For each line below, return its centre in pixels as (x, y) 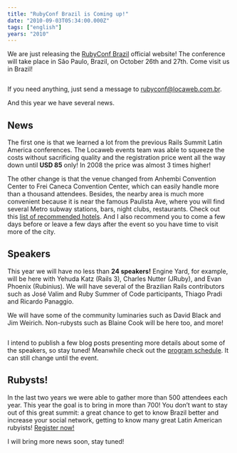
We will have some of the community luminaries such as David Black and (114, 315)
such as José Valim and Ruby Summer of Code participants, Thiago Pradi (115, 294)
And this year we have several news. (61, 103)
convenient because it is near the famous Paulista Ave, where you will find (116, 202)
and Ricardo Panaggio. (41, 301)
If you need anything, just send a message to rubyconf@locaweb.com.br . (115, 89)
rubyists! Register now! (41, 427)
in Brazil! (20, 69)
